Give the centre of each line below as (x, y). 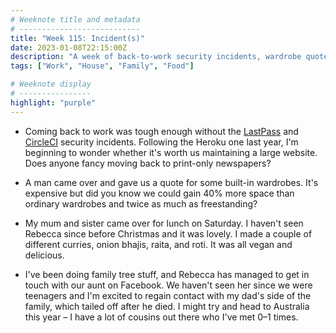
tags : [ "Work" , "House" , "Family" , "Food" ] (102, 66)
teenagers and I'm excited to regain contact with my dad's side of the (168, 295)
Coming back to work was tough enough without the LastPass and (161, 131)
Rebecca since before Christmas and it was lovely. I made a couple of (168, 233)
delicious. (44, 255)
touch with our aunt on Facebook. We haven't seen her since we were (168, 285)
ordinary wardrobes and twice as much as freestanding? (141, 203)
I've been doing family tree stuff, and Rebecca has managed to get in (167, 274)
